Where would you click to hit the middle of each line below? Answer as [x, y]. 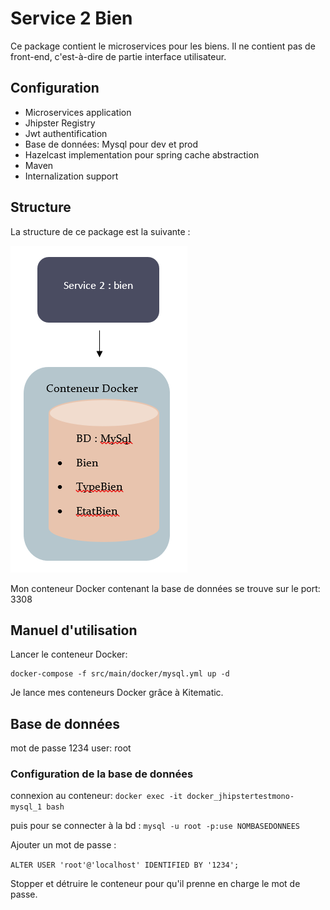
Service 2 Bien [71, 18]
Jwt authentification [66, 133]
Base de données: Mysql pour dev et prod [111, 144]
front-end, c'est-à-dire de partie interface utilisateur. [118, 56]
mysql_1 [26, 807]
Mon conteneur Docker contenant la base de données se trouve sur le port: [165, 588]
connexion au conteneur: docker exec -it [96, 796]
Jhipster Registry [60, 123]
